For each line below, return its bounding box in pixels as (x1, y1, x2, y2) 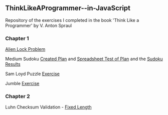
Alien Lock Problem (5, 46, 46, 52)
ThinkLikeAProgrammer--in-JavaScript (5, 4, 130, 12)
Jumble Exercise (5, 81, 40, 87)
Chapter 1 (5, 35, 29, 42)
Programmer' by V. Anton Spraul (5, 22, 72, 28)
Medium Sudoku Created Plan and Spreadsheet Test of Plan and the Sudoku (5, 56, 163, 62)
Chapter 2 (5, 93, 30, 100)
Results (5, 61, 21, 67)
